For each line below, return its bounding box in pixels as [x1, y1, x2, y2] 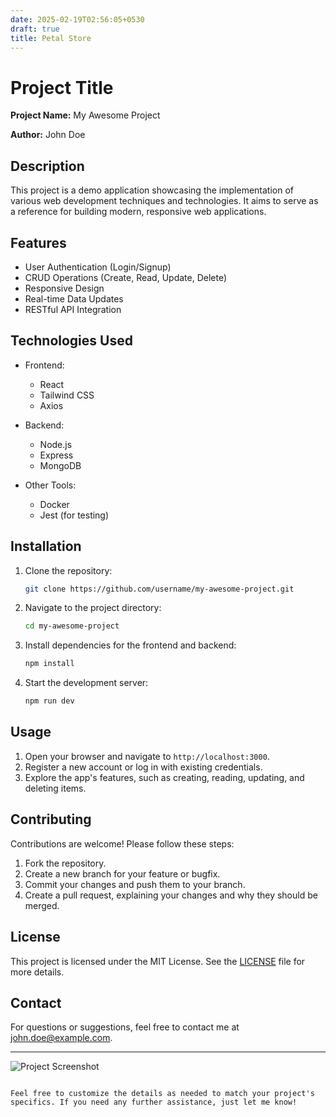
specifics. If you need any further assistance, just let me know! [10, 1097, 298, 1108]
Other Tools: [24, 479, 77, 491]
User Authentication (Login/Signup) [24, 261, 172, 273]
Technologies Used [10, 332, 133, 350]
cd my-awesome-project [24, 621, 120, 631]
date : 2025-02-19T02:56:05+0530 [10, 14, 145, 25]
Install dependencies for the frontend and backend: [24, 639, 237, 651]
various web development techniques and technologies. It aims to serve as [10, 195, 319, 207]
